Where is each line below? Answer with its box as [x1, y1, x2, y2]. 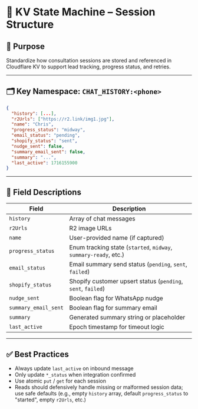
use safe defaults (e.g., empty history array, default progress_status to [14, 390, 189, 397]
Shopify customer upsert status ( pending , [69, 277, 183, 285]
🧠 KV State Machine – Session [6, 5, 156, 19]
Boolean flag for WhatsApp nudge [69, 294, 163, 302]
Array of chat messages [69, 215, 136, 223]
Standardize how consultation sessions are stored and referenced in [6, 57, 172, 64]
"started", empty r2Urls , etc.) [14, 396, 87, 403]
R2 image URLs [69, 224, 112, 232]
